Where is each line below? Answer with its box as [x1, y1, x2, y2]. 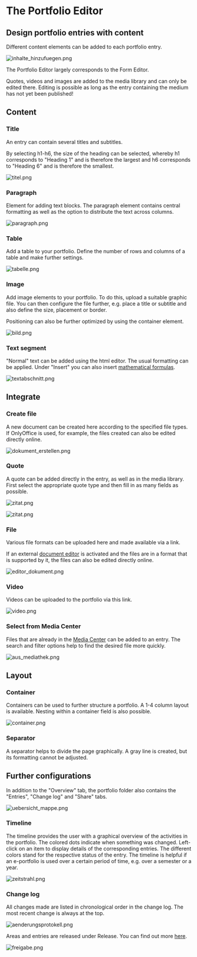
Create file [6, 410, 37, 418]
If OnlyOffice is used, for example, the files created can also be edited [6, 429, 176, 436]
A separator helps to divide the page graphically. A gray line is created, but [6, 747, 188, 755]
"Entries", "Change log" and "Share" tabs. [6, 793, 108, 800]
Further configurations [6, 771, 91, 781]
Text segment [6, 344, 46, 352]
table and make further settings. [6, 254, 84, 261]
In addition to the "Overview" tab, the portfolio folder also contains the [6, 786, 176, 793]
